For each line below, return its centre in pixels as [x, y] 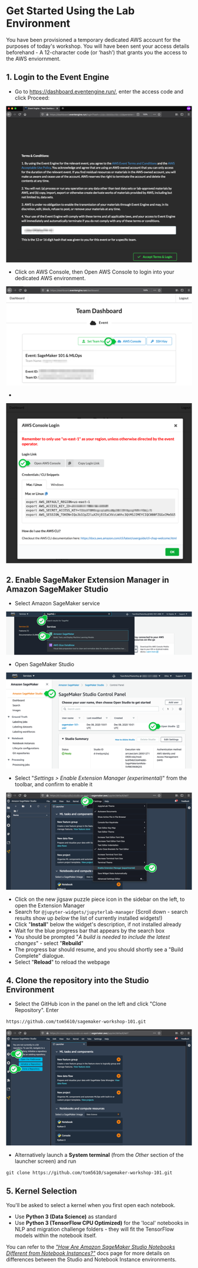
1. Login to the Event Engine [58, 77]
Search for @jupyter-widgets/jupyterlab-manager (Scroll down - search [101, 912]
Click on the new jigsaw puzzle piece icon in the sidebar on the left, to [100, 899]
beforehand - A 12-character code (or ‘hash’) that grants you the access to [97, 52]
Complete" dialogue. [39, 955]
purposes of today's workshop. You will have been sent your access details [98, 46]
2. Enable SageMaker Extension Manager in [88, 580]
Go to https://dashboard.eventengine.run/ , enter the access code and [99, 91]
